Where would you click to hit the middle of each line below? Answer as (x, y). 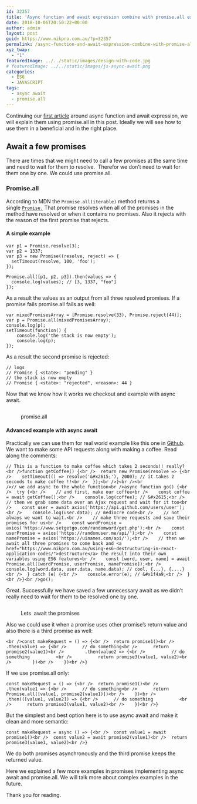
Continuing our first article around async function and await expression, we (97, 116)
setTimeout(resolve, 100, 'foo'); (53, 261)
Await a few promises (46, 147)
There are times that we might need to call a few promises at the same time (97, 161)
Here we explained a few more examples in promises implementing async (95, 771)
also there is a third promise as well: (49, 631)
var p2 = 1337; (25, 251)
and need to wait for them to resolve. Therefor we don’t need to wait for (93, 167)
